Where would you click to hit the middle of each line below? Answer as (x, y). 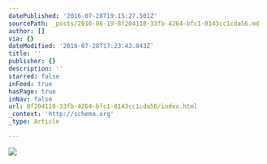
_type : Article (34, 122)
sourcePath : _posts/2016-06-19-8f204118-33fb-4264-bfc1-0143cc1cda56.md (134, 24)
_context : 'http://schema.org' (61, 114)
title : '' (25, 54)
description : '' (36, 69)
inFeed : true (30, 84)
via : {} (22, 39)
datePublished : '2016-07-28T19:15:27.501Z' (83, 16)
